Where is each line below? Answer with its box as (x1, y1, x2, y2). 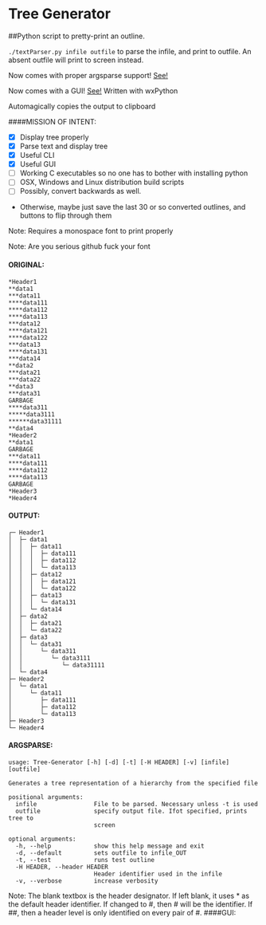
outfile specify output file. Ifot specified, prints (15, 807, 248, 815)
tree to (8, 814, 34, 822)
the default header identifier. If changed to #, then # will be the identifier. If (8, 899, 253, 909)
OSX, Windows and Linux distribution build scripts (19, 177, 185, 187)
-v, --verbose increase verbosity (15, 876, 158, 885)
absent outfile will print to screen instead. (8, 55, 144, 65)
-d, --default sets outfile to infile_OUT (15, 848, 187, 857)
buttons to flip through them (19, 211, 112, 220)
